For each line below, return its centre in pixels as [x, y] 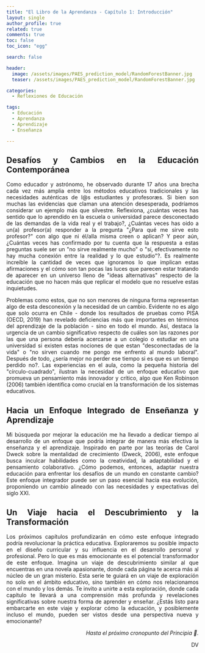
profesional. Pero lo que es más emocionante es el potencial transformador [103, 556]
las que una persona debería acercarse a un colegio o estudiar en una [103, 339]
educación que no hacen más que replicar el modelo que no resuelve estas [103, 282]
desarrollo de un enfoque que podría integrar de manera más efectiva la [103, 441]
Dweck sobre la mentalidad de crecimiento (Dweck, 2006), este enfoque [103, 454]
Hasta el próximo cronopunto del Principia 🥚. [142, 633]
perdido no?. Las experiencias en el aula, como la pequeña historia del [103, 365]
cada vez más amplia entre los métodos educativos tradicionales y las [103, 191]
